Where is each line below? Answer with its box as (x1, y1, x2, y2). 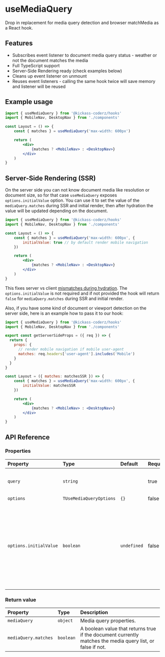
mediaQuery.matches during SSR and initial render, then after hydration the (5, 203, 154, 209)
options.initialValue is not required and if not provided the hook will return (5, 290, 160, 296)
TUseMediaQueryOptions (62, 495, 116, 501)
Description (80, 609, 109, 616)
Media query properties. (80, 617, 136, 624)
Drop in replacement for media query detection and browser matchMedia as (5, 20, 159, 26)
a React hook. (5, 25, 33, 30)
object (57, 618, 73, 624)
